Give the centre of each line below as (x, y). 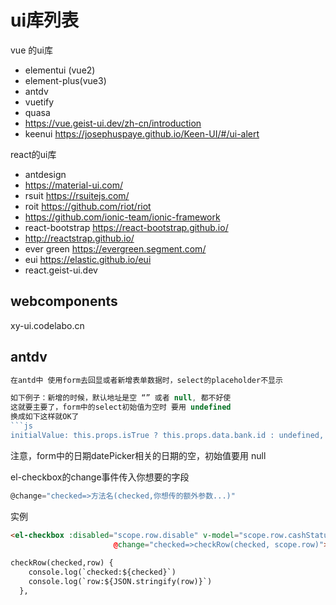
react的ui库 (33, 154)
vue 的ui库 (31, 50)
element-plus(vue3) (65, 80)
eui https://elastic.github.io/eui (88, 259)
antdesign (45, 174)
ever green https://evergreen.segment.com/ (115, 248)
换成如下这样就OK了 (45, 417)
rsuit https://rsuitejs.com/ (77, 195)
